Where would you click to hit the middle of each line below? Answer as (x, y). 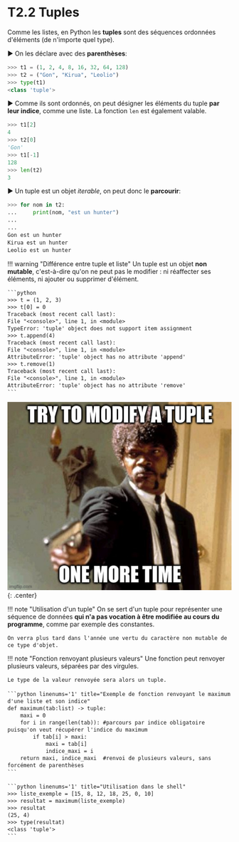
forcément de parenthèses (46, 766)
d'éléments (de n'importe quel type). (61, 39)
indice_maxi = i (69, 752)
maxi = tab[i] (66, 744)
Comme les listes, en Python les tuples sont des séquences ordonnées (112, 32)
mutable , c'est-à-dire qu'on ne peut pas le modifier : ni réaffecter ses (109, 271)
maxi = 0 (33, 716)
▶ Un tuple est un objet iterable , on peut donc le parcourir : (94, 191)
